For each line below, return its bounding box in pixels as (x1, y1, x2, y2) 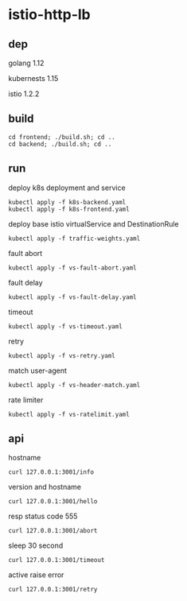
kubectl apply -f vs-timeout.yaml (8, 322, 123, 331)
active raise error (8, 570, 64, 580)
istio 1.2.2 (8, 89, 40, 99)
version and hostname (8, 483, 82, 492)
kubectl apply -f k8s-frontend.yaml (8, 205, 130, 213)
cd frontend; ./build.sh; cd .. (8, 133, 115, 141)
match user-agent (8, 366, 68, 375)
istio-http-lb (8, 6, 92, 24)
